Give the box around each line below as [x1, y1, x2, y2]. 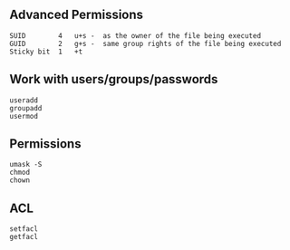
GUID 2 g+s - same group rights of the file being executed [9, 39, 282, 48]
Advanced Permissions [9, 7, 143, 23]
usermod [9, 111, 39, 120]
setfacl [9, 225, 39, 234]
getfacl [9, 233, 39, 242]
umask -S [9, 160, 43, 169]
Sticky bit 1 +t [9, 47, 83, 56]
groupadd [9, 103, 43, 112]
